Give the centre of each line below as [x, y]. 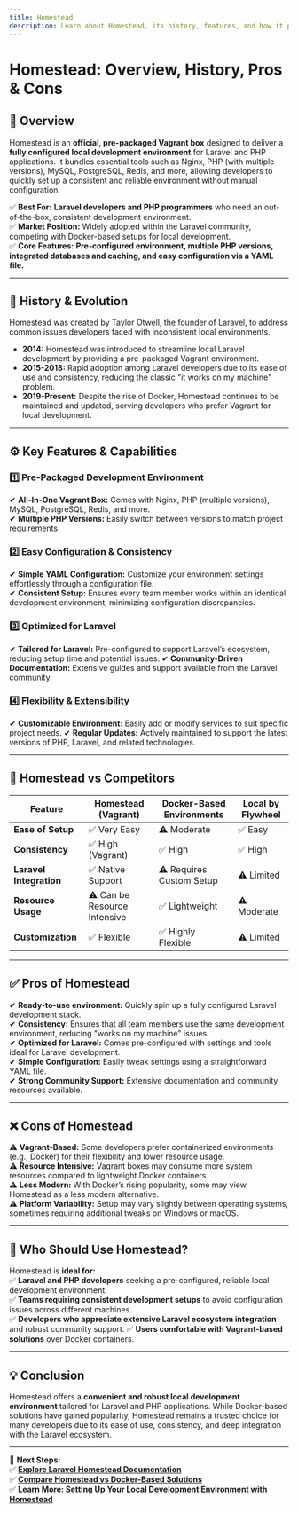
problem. [39, 387]
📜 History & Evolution [69, 301]
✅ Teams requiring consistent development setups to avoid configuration [146, 1300]
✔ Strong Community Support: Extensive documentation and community [144, 1080]
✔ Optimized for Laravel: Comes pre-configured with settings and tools [141, 1043]
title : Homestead [41, 17]
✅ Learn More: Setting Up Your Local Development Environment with [138, 1489]
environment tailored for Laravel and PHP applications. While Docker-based [149, 1406]
